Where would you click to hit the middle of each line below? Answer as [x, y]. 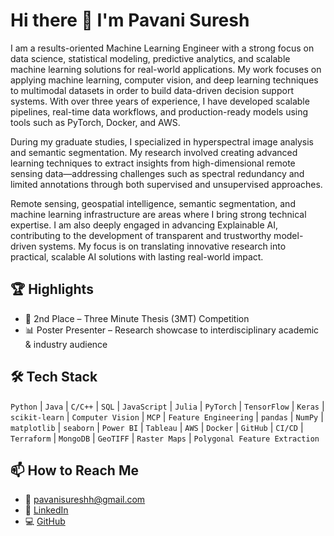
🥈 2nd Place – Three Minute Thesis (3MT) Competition [137, 318]
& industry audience [66, 344]
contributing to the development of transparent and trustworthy [141, 235]
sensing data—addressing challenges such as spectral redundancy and [157, 173]
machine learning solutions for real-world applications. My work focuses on [166, 69]
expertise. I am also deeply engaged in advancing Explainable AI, [144, 225]
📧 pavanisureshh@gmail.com [85, 500]
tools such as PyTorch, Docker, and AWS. [95, 122]
